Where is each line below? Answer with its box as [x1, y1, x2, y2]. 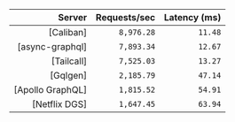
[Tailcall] [51, 55, 88, 67]
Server [57, 11, 88, 23]
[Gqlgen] [50, 70, 88, 81]
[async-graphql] [17, 41, 88, 52]
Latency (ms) [163, 11, 222, 23]
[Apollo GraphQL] [13, 84, 88, 95]
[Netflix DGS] [31, 98, 88, 110]
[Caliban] [48, 27, 88, 38]
